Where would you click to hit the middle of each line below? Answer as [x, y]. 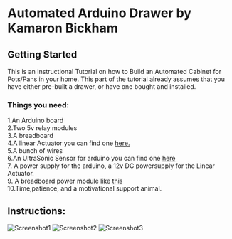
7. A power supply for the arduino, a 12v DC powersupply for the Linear [111, 166]
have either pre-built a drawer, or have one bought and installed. [102, 86]
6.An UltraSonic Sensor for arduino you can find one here [91, 159]
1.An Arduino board [36, 121]
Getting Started [42, 54]
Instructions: [37, 211]
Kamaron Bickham [63, 28]
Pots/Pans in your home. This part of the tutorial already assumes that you [116, 79]
